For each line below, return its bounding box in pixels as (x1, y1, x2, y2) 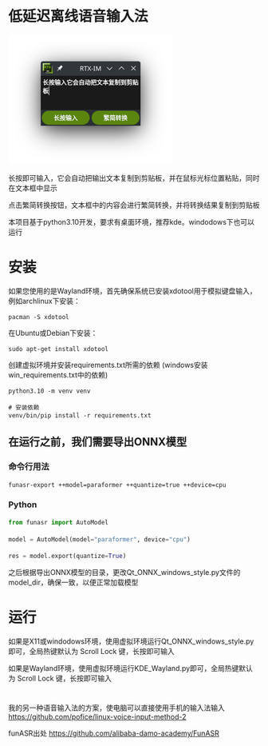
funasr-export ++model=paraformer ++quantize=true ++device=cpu (8, 481, 227, 489)
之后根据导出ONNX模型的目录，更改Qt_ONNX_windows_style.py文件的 (8, 568, 241, 577)
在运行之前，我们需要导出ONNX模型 (8, 435, 187, 449)
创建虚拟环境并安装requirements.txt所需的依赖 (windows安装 (8, 360, 209, 369)
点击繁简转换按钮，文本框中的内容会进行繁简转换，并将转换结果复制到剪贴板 (8, 200, 260, 209)
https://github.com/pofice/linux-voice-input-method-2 (8, 712, 187, 722)
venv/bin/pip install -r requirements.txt (8, 411, 152, 420)
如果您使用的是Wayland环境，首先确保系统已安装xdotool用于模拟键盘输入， (8, 285, 257, 296)
